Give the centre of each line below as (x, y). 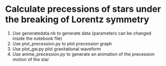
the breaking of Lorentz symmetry (77, 19)
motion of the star (31, 59)
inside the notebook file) (37, 38)
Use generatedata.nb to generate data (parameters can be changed (82, 33)
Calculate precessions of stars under (83, 9)
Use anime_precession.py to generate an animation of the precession (83, 54)
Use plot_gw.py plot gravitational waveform (56, 49)
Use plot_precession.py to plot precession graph (62, 43)
